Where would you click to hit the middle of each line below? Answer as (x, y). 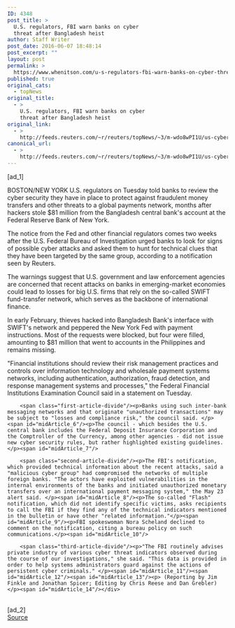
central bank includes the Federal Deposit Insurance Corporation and (112, 430)
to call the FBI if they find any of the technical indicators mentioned (117, 510)
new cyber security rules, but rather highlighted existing (97, 442)
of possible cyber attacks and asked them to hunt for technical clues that (113, 248)
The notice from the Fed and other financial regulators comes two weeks (112, 233)
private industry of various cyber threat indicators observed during (112, 552)
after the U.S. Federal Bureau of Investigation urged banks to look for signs (115, 241)
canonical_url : (29, 144)
